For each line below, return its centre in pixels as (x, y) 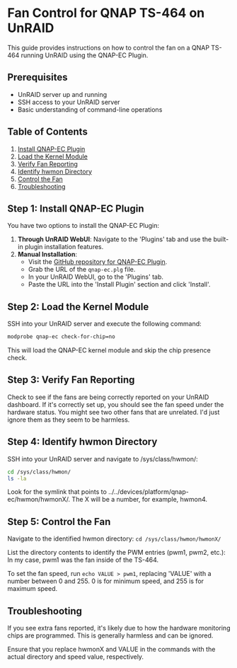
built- (221, 239)
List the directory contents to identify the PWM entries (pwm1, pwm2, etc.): (117, 553)
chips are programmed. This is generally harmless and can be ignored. (110, 635)
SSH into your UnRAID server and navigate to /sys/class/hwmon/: (103, 459)
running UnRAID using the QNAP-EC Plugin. (85, 55)
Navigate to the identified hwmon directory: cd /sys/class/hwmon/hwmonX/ (114, 539)
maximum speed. (33, 589)
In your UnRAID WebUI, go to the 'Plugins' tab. (96, 277)
